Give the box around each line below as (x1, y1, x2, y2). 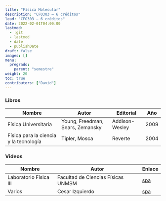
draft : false (5, 48, 32, 53)
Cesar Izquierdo (57, 188, 95, 195)
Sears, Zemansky (61, 124, 102, 131)
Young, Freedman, (61, 118, 104, 125)
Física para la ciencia (7, 132, 57, 138)
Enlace (142, 166, 159, 172)
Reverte (112, 135, 130, 142)
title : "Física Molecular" (5, 7, 61, 12)
